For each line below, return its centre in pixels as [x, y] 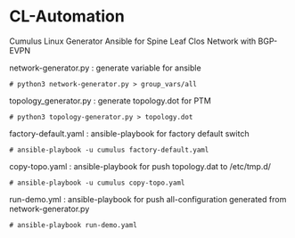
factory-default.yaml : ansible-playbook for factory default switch [129, 133]
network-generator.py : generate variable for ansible [106, 68]
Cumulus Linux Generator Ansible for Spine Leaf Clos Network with [133, 41]
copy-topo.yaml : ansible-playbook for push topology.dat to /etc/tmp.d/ [140, 166]
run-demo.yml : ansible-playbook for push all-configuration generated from [148, 199]
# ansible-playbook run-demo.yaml [74, 225]
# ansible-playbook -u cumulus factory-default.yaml [109, 150]
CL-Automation [67, 16]
